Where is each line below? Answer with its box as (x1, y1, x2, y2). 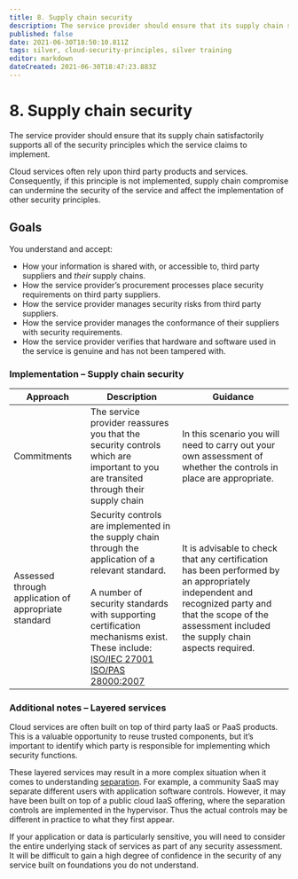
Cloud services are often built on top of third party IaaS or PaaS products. (9, 722, 278, 733)
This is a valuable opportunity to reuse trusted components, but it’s (9, 731, 255, 742)
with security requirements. (21, 326, 122, 337)
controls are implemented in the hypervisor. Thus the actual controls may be (9, 804, 288, 816)
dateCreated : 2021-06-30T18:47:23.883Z (9, 63, 157, 72)
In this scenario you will (181, 428, 280, 440)
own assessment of (181, 450, 263, 462)
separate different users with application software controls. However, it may (9, 786, 286, 797)
